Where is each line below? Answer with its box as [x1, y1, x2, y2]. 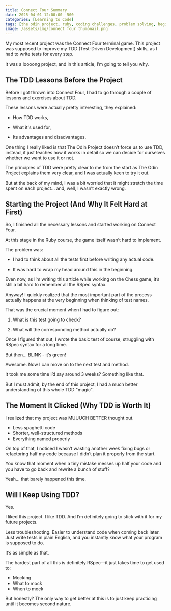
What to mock [12, 580, 42, 587]
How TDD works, [12, 114, 49, 120]
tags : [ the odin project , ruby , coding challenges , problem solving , [5, 21, 156, 27]
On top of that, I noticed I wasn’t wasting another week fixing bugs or [5, 445, 151, 451]
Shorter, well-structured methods [12, 430, 83, 436]
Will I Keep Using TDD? [5, 490, 80, 499]
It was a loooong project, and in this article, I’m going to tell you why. [5, 61, 149, 67]
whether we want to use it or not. [5, 155, 75, 161]
